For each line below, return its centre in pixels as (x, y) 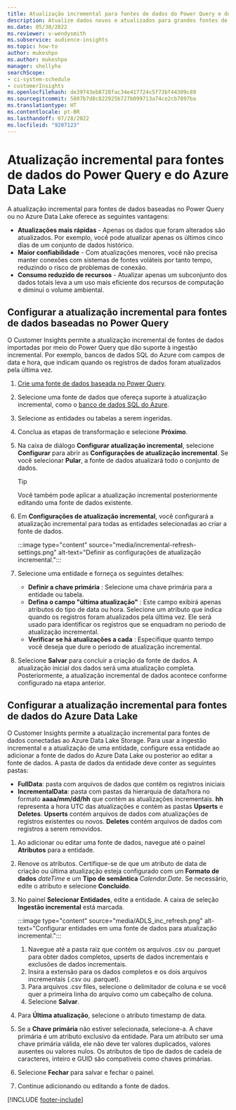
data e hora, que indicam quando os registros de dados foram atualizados (114, 362)
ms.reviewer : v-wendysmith (47, 33)
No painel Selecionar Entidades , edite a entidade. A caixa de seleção (118, 900)
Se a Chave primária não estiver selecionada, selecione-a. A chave (115, 1029)
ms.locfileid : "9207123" (44, 125)
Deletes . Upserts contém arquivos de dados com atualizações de (113, 814)
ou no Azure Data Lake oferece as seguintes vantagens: (88, 217)
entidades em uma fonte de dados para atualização (143, 929)
